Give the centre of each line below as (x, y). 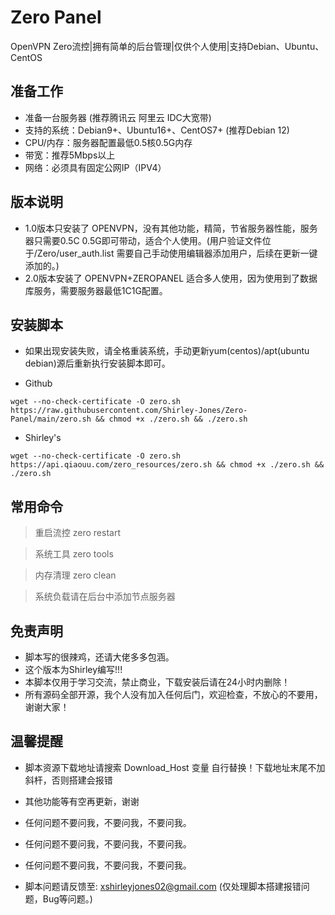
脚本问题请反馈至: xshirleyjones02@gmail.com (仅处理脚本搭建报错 (163, 886)
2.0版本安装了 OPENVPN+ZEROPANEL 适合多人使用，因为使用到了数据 (171, 278)
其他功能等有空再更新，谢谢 (82, 801)
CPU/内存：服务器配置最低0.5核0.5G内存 (108, 142)
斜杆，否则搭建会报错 (68, 780)
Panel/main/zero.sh (51, 419)
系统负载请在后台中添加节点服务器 (105, 597)
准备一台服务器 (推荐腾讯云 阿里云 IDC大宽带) (118, 117)
